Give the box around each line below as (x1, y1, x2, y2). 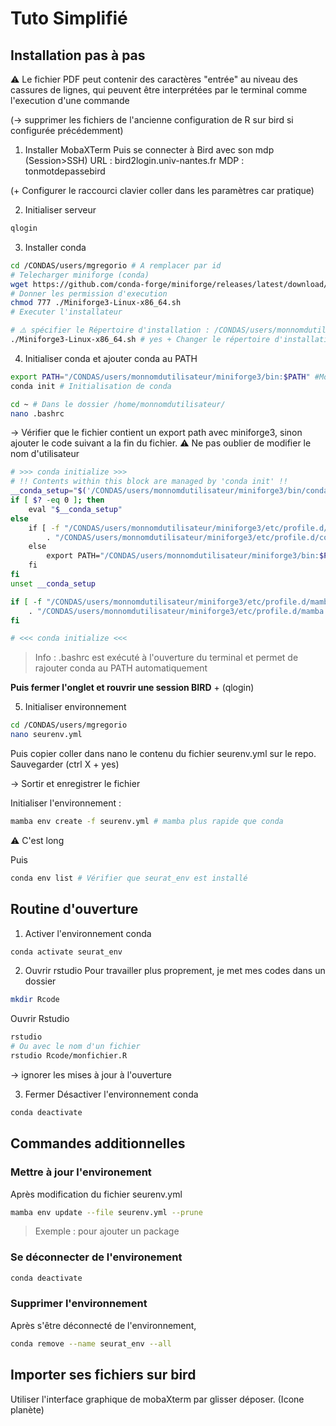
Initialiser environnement (24, 701, 127, 713)
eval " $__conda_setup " (28, 504, 123, 514)
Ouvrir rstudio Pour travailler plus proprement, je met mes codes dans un (24, 965, 326, 977)
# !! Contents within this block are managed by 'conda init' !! (10, 477, 288, 487)
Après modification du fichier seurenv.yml (10, 1188, 183, 1200)
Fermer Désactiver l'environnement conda (24, 1088, 199, 1100)
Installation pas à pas (10, 47, 146, 64)
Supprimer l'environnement (10, 1297, 148, 1311)
